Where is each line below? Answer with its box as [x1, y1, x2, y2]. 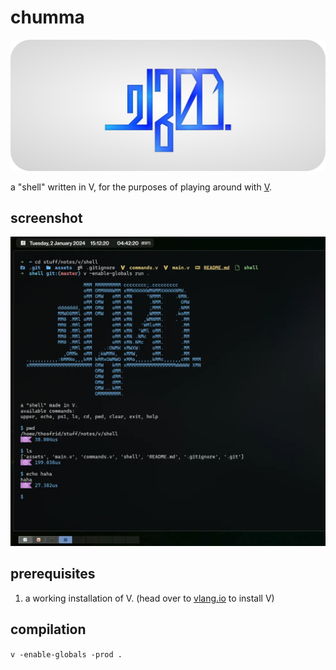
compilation [10, 621, 87, 638]
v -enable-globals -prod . [10, 649, 123, 660]
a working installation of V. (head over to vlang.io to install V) [24, 592, 275, 604]
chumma [10, 6, 85, 29]
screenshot [10, 210, 83, 226]
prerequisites [10, 566, 96, 583]
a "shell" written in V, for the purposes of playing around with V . [10, 181, 272, 193]
